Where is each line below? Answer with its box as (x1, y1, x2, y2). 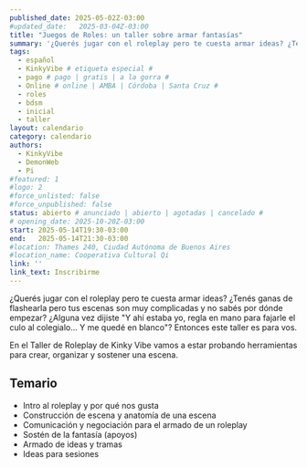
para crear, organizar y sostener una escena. (9, 348, 178, 360)
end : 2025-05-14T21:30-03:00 (9, 234, 129, 243)
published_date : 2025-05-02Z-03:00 (9, 13, 145, 23)
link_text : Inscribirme (9, 268, 101, 277)
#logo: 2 (9, 183, 43, 192)
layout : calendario (9, 124, 84, 133)
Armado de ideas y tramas (22, 439, 123, 450)
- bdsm (17, 98, 43, 108)
